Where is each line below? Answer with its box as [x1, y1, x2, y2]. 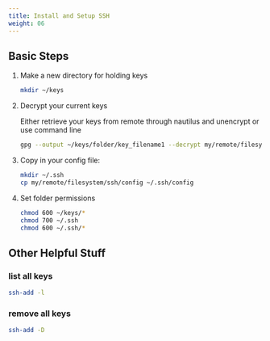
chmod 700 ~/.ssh [19, 216, 79, 225]
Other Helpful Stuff [8, 246, 106, 259]
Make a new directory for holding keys [19, 70, 148, 81]
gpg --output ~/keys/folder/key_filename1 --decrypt [19, 141, 201, 149]
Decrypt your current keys [19, 101, 108, 111]
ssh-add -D [8, 326, 45, 335]
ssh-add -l [8, 288, 45, 297]
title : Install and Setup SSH [8, 11, 110, 20]
